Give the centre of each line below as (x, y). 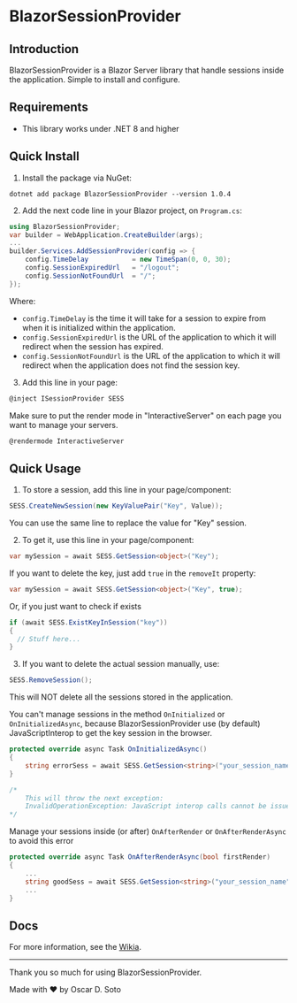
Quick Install (44, 157)
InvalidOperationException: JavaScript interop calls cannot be (146, 807)
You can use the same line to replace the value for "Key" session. (128, 523)
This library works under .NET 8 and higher (100, 128)
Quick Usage (45, 468)
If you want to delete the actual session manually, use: (121, 664)
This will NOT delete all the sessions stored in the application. (121, 697)
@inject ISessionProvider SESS (67, 398)
